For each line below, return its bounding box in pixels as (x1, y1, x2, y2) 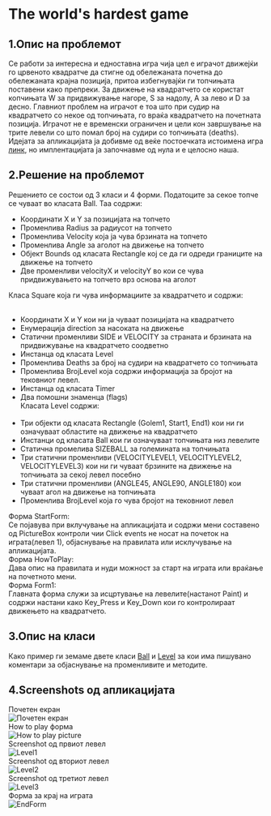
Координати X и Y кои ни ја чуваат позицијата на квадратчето (19, 314, 235, 324)
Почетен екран (8, 705, 61, 715)
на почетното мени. (8, 571, 77, 581)
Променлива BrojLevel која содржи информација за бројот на (19, 366, 233, 376)
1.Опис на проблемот (8, 37, 121, 51)
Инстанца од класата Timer (19, 383, 116, 393)
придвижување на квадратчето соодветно (19, 340, 169, 350)
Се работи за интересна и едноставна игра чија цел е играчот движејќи (8, 58, 259, 68)
